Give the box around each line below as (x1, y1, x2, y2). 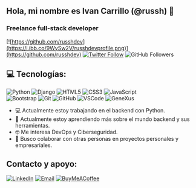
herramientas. (15, 122, 50, 129)
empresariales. (15, 141, 53, 149)
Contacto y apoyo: (6, 158, 77, 169)
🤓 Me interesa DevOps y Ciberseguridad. (15, 128, 118, 135)
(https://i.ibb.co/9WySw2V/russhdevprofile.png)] (6, 44, 129, 51)
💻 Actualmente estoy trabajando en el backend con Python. (15, 106, 165, 114)
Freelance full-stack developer (6, 24, 99, 33)
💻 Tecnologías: (6, 69, 67, 79)
